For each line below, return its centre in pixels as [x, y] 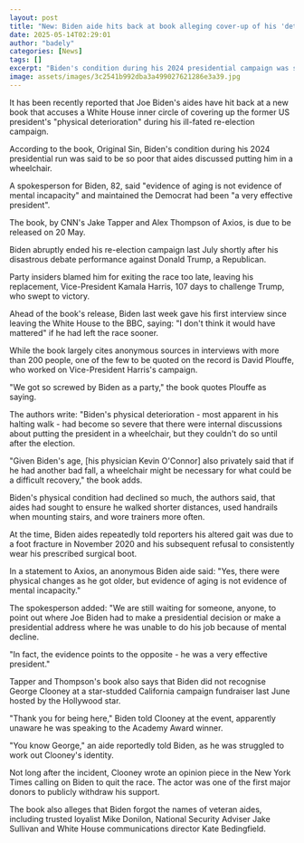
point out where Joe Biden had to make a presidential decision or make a [145, 618]
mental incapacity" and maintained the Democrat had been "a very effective [151, 195]
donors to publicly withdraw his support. [85, 791]
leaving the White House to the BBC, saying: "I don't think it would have [142, 323]
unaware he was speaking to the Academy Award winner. [116, 728]
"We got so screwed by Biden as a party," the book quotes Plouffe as [138, 387]
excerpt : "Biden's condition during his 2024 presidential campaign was [149, 69]
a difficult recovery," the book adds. [76, 480]
